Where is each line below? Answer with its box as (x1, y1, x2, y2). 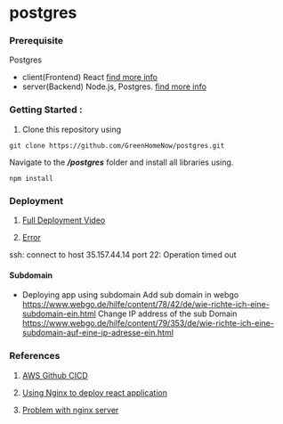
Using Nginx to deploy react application (21, 387, 167, 398)
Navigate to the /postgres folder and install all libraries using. (9, 157, 234, 167)
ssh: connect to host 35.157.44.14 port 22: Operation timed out (9, 249, 238, 260)
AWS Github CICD (21, 370, 89, 380)
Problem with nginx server (21, 404, 119, 415)
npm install (9, 174, 53, 183)
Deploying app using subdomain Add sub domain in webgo (21, 289, 239, 300)
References (9, 350, 61, 363)
